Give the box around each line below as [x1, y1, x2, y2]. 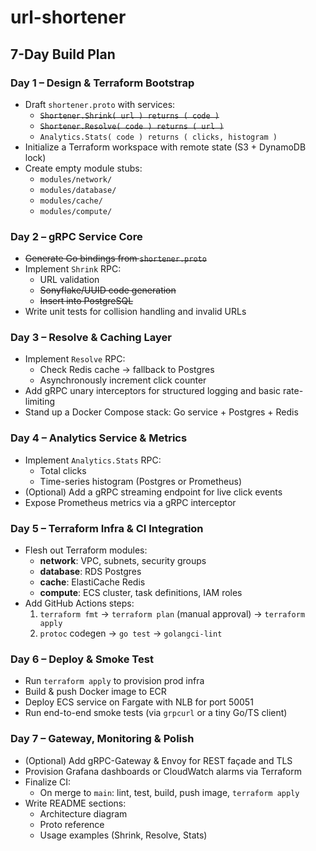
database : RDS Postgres [39, 566, 142, 578]
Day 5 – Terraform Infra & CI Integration [10, 521, 204, 535]
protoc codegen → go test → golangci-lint [39, 627, 223, 640]
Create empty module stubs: [24, 162, 143, 174]
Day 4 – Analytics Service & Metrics [10, 431, 188, 445]
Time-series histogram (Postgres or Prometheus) [39, 475, 243, 487]
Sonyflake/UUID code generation [39, 284, 177, 296]
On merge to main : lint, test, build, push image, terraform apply [39, 786, 300, 798]
